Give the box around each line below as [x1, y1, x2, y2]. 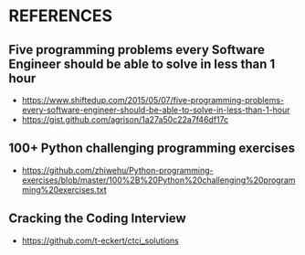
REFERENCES [8, 5, 113, 27]
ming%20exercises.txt [21, 184, 107, 195]
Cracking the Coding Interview [8, 211, 186, 227]
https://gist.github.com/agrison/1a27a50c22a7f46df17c [21, 114, 229, 124]
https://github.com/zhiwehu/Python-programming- [21, 165, 214, 175]
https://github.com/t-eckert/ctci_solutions [21, 235, 179, 246]
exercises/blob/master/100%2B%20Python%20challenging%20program [21, 175, 296, 186]
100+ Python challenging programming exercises [8, 141, 296, 156]
